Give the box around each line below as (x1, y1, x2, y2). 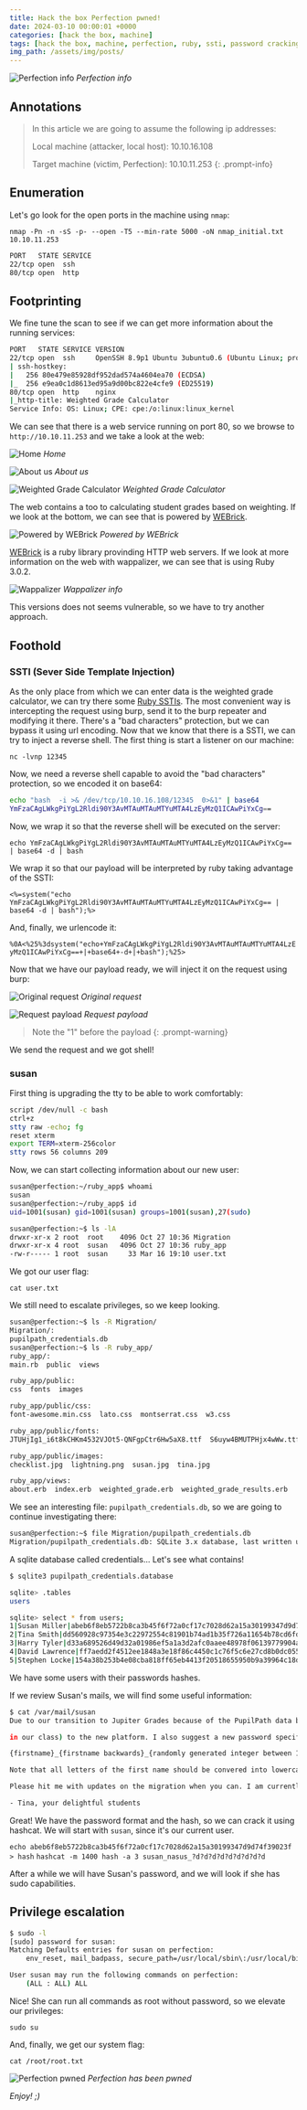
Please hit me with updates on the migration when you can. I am (9, 1782, 263, 1792)
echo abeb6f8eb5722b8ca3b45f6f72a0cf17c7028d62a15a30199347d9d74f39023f (9, 1842, 292, 1851)
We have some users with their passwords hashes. (9, 1672, 201, 1683)
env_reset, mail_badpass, (26, 1954, 125, 1964)
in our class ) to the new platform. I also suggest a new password (9, 1732, 272, 1742)
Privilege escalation (9, 1904, 125, 1920)
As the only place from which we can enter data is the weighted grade (9, 686, 274, 697)
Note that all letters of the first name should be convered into (9, 1765, 268, 1774)
